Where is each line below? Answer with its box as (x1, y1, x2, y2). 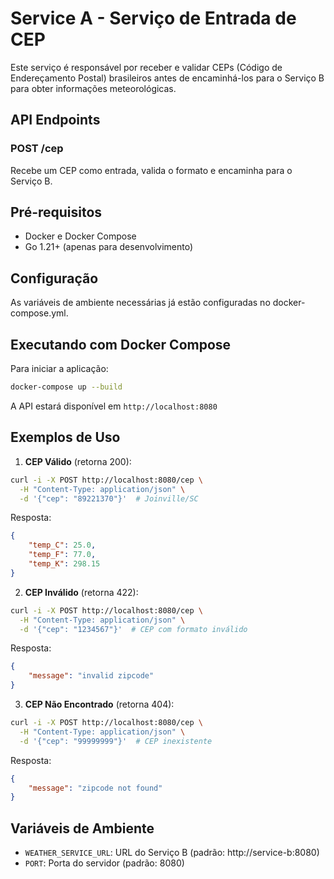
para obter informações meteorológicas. (10, 82, 177, 94)
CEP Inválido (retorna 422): (24, 586, 139, 598)
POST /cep (10, 142, 64, 156)
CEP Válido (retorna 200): (24, 455, 132, 467)
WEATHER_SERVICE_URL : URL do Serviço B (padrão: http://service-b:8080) (24, 847, 320, 859)
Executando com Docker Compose (10, 336, 232, 353)
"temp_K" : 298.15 (28, 559, 101, 569)
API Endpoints (10, 112, 101, 129)
